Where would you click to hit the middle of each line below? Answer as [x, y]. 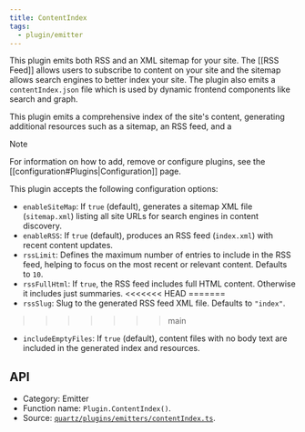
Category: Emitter [56, 399]
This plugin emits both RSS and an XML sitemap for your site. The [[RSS [144, 61]
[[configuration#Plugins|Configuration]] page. [96, 171]
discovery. [42, 226]
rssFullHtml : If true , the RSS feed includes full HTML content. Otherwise [159, 284]
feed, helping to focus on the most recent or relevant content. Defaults [155, 265]
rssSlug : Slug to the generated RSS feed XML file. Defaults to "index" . [154, 303]
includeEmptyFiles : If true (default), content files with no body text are [155, 338]
